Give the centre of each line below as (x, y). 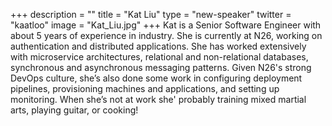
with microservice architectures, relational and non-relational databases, (159, 57)
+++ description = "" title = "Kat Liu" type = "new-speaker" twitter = (151, 14)
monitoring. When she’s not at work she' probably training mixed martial (158, 99)
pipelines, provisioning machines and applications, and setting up (145, 88)
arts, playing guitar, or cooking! (74, 110)
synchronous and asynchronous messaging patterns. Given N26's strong (161, 67)
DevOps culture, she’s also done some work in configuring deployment (156, 78)
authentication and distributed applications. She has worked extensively (158, 46)
